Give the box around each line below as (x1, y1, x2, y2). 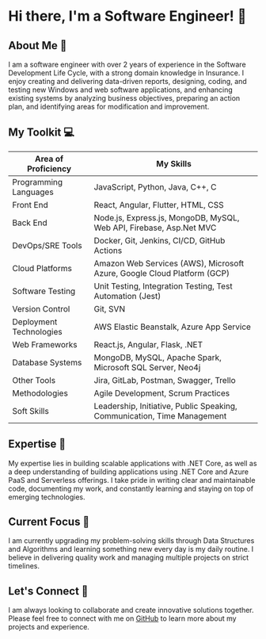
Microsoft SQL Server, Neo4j (93, 362, 201, 373)
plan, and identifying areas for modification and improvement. (8, 102, 210, 111)
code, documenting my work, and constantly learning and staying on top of (8, 484, 254, 493)
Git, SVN (93, 303, 125, 314)
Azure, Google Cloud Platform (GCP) (93, 267, 230, 278)
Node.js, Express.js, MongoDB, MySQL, (93, 212, 240, 223)
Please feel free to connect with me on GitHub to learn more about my (8, 614, 237, 623)
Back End (12, 217, 47, 228)
